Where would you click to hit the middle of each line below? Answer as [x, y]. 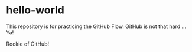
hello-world [35, 10]
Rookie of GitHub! [27, 44]
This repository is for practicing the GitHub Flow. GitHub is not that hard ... [96, 26]
